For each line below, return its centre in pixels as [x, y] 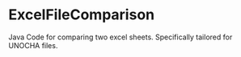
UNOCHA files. [33, 45]
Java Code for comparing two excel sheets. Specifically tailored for [120, 37]
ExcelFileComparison [82, 15]
